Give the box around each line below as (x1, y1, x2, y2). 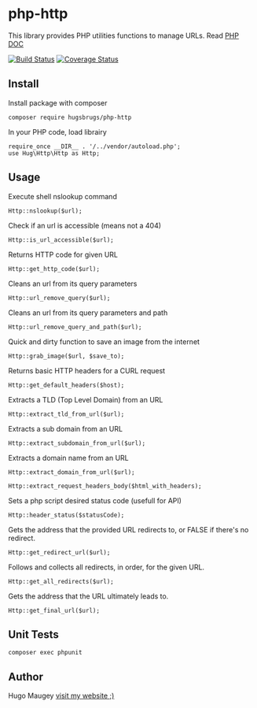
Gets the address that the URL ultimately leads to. (8, 591, 169, 601)
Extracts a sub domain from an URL (8, 424, 123, 433)
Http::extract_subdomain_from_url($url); (8, 439, 146, 447)
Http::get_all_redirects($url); (8, 577, 114, 585)
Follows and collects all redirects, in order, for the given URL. (8, 562, 205, 572)
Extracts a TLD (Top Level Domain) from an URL (8, 395, 163, 404)
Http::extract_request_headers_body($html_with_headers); (8, 482, 202, 490)
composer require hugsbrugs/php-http (8, 113, 132, 121)
